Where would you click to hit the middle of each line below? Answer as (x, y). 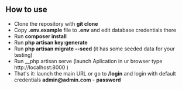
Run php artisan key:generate (51, 42)
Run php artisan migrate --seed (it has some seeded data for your (94, 49)
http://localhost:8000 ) (41, 67)
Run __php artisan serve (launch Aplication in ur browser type (88, 61)
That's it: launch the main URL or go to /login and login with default (95, 73)
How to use (26, 10)
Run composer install (40, 36)
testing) (23, 54)
